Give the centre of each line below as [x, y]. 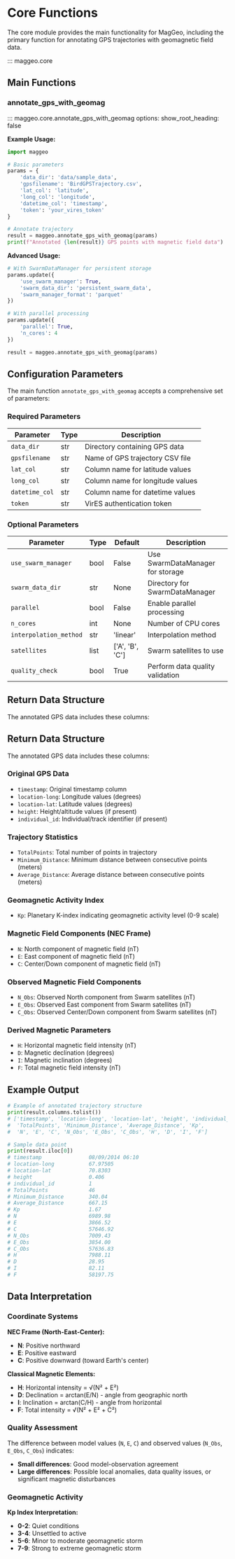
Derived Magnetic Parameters [59, 1030]
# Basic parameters [36, 165]
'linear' [124, 635]
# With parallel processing [48, 314]
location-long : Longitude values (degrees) [79, 796]
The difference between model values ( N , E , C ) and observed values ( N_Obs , [115, 1443]
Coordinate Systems [43, 1317]
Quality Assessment [43, 1428]
